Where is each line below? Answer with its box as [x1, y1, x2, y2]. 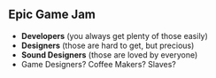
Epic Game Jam [8, 7, 96, 22]
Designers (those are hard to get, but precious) [20, 40, 195, 51]
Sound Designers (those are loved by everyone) [20, 49, 198, 60]
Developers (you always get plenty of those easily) [20, 30, 209, 41]
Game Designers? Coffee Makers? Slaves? [20, 58, 176, 69]
